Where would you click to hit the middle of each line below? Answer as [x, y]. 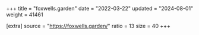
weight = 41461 [25, 15]
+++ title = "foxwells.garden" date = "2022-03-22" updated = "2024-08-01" [100, 8]
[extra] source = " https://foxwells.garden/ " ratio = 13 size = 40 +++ [89, 26]
